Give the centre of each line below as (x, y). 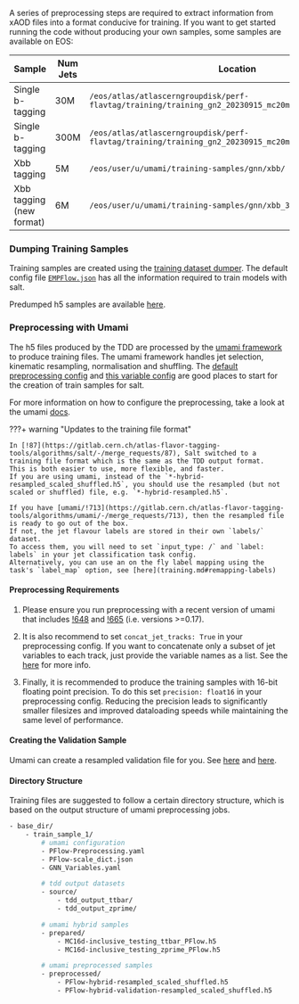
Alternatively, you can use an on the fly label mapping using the (137, 562)
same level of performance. (73, 720)
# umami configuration (83, 843)
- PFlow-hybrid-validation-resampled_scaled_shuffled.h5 (165, 991)
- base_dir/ (31, 827)
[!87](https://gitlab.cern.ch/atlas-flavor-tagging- (121, 445)
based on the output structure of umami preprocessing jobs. (120, 810)
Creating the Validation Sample (68, 740)
